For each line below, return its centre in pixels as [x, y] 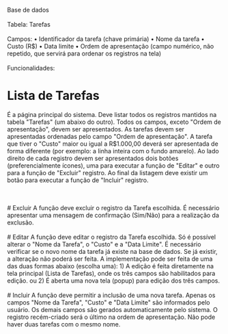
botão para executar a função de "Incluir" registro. [78, 180]
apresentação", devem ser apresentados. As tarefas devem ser [96, 129]
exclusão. [20, 222]
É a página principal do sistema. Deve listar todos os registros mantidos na [112, 114]
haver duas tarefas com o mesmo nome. [64, 324]
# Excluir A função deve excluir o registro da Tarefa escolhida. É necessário [113, 207]
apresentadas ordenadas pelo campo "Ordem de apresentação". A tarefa [110, 136]
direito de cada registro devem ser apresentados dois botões [93, 158]
